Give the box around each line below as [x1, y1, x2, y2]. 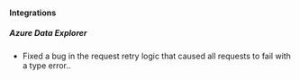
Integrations [9, 7, 57, 18]
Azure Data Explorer [9, 28, 87, 39]
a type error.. [22, 59, 71, 71]
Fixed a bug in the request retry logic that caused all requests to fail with [22, 50, 291, 61]
